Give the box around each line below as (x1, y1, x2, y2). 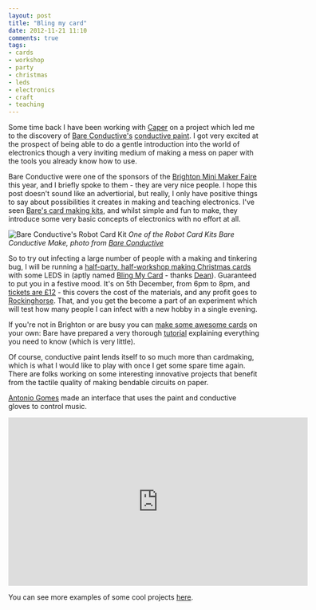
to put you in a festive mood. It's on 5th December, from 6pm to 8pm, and (8, 279, 251, 289)
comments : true (8, 33, 59, 42)
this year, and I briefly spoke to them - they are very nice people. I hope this (8, 180, 258, 190)
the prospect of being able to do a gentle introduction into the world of (8, 140, 240, 149)
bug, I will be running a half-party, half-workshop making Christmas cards (8, 262, 251, 272)
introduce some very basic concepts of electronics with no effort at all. (8, 214, 241, 224)
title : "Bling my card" (8, 19, 88, 27)
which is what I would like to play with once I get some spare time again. (8, 360, 246, 371)
